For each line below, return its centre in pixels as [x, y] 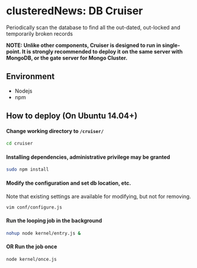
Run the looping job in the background [54, 220]
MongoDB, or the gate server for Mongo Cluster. [67, 58]
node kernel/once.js [32, 259]
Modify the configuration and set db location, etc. [69, 183]
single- [171, 45]
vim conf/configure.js [34, 207]
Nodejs [23, 91]
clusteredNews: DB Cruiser [75, 11]
